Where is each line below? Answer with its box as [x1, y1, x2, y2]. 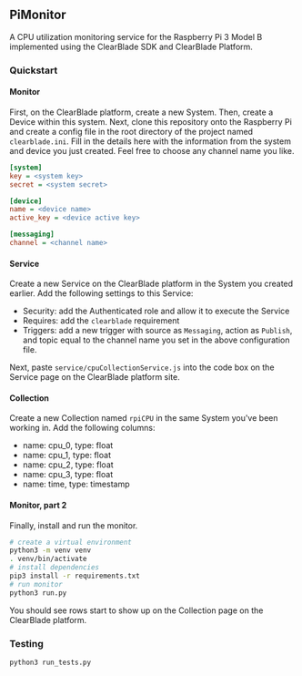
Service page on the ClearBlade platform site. [9, 372, 180, 383]
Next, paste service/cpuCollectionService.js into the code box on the [9, 362, 275, 373]
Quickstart [9, 64, 58, 77]
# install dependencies [9, 563, 100, 572]
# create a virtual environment [9, 538, 132, 547]
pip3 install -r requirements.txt [9, 571, 141, 581]
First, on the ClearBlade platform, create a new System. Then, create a [9, 107, 274, 118]
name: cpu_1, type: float [22, 450, 112, 461]
